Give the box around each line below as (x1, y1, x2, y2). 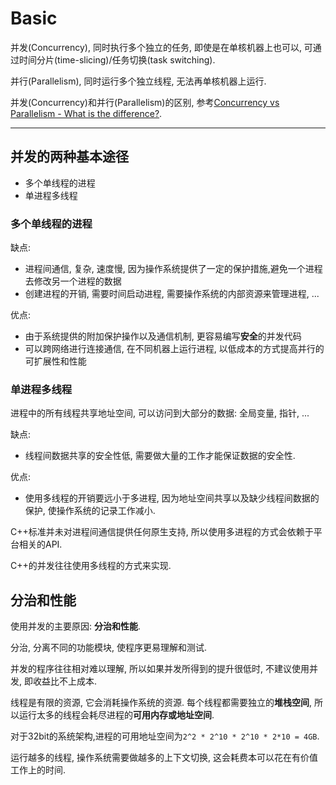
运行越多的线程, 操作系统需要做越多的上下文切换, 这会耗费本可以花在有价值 (10, 752, 318, 764)
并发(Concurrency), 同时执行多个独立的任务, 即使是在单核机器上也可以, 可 (10, 41, 313, 53)
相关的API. (18, 538, 63, 551)
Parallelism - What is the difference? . (10, 107, 163, 119)
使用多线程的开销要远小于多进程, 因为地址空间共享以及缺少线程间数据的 (24, 492, 320, 504)
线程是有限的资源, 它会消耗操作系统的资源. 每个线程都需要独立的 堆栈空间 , (10, 697, 312, 709)
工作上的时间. (10, 764, 67, 776)
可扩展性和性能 (24, 355, 87, 367)
